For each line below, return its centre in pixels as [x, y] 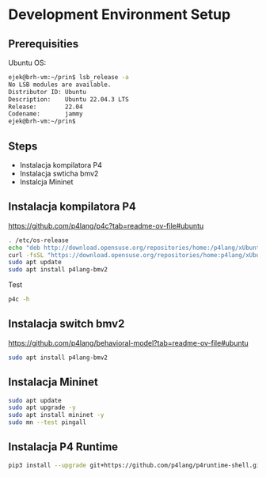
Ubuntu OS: [27, 62]
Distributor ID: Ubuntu [47, 92]
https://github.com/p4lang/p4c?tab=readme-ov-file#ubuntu [106, 225]
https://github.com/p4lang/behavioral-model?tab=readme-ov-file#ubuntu [129, 343]
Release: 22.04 [46, 107]
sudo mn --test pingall [47, 422]
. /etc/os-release [38, 240]
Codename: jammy [46, 114]
